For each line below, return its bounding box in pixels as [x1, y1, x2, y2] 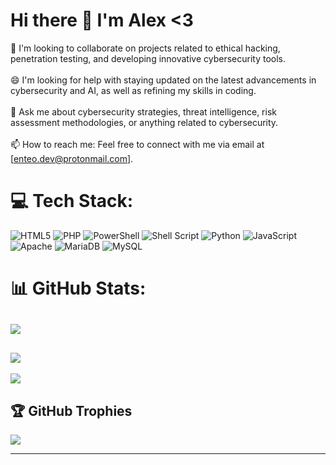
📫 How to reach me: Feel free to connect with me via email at [10, 138, 265, 150]
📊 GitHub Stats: [10, 277, 147, 300]
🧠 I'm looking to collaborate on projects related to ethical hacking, [10, 42, 281, 54]
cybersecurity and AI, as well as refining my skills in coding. [10, 84, 257, 96]
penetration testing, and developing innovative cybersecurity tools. [10, 52, 287, 64]
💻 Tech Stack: [10, 190, 134, 213]
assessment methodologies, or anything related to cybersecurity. [10, 116, 279, 128]
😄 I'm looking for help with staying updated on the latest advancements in [10, 74, 317, 86]
